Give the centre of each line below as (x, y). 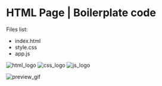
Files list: (17, 29)
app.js (22, 53)
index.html (28, 41)
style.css (26, 47)
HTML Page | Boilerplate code (81, 13)
